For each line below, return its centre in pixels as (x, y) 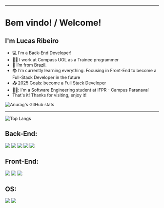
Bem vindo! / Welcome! (53, 23)
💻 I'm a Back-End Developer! (42, 53)
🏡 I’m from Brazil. (29, 65)
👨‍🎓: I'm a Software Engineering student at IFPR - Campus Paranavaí (80, 90)
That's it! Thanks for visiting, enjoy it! (49, 95)
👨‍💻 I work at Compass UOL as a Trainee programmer (65, 60)
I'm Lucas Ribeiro (32, 41)
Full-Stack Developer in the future (46, 77)
